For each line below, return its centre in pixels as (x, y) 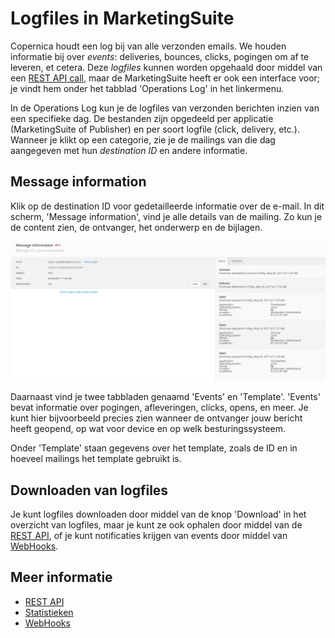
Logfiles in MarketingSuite (122, 18)
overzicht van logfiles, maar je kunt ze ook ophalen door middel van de (156, 525)
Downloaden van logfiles (89, 490)
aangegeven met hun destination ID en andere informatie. (129, 150)
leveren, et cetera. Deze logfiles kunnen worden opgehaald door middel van (166, 67)
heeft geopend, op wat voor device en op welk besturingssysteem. (148, 429)
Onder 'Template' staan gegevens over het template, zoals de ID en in (154, 448)
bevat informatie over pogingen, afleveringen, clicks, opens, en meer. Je (159, 408)
